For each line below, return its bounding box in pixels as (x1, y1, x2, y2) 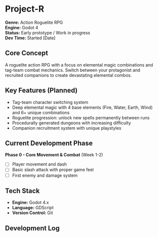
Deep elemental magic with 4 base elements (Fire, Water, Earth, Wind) (12, 104, 153, 110)
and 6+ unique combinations (12, 109, 70, 115)
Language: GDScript (12, 205, 54, 211)
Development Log (5, 224, 60, 232)
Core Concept (5, 49, 49, 57)
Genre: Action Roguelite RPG (5, 19, 63, 25)
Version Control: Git (12, 210, 53, 216)
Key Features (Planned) (5, 86, 78, 95)
